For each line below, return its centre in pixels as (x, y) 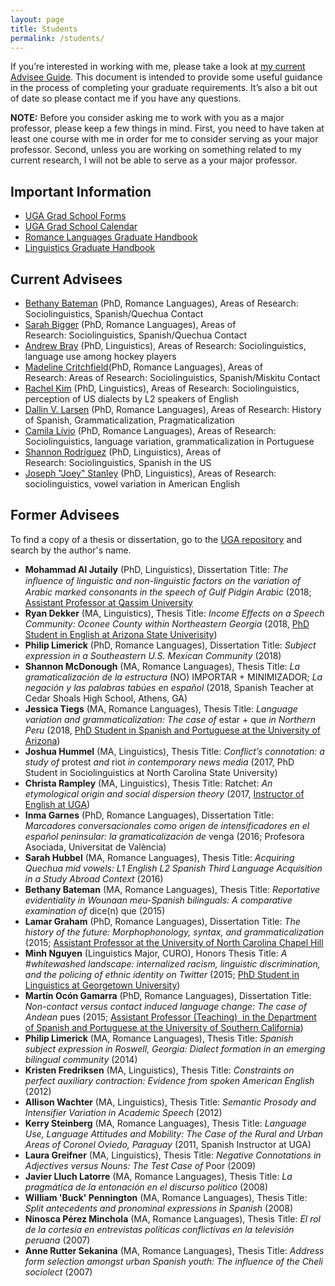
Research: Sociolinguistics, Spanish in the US (118, 462)
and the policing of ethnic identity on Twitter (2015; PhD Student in (162, 974)
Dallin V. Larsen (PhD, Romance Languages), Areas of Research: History (173, 409)
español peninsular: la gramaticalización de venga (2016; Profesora (164, 836)
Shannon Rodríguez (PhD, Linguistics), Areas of (123, 452)
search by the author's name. (71, 550)
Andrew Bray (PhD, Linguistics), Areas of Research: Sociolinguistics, (165, 345)
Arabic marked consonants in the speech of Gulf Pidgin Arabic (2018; (168, 592)
